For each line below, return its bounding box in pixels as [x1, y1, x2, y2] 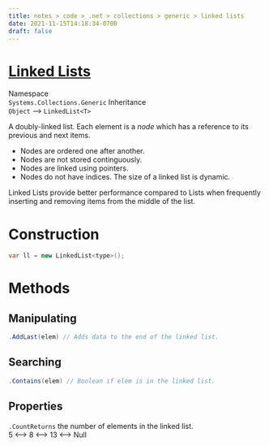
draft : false [8, 27, 53, 35]
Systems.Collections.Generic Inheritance [8, 97, 147, 107]
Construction [8, 225, 100, 244]
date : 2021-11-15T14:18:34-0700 [8, 19, 117, 28]
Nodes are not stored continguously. [19, 155, 143, 165]
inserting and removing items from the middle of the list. [8, 197, 196, 206]
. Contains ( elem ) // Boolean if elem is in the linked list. [8, 377, 216, 385]
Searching [8, 355, 62, 370]
